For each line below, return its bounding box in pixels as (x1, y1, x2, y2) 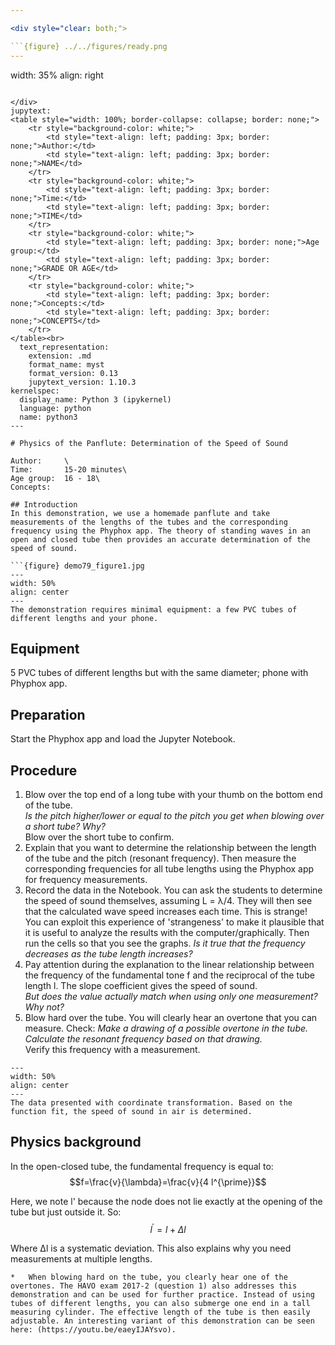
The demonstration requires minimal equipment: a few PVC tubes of (10, 604, 298, 615)
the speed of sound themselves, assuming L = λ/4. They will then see (24, 894, 313, 906)
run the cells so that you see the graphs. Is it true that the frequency (24, 937, 306, 949)
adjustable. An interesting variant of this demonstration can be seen (10, 1316, 315, 1326)
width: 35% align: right (10, 69, 104, 81)
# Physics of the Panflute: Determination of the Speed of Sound (10, 438, 288, 448)
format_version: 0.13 (28, 368, 118, 378)
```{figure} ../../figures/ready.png (10, 41, 168, 51)
